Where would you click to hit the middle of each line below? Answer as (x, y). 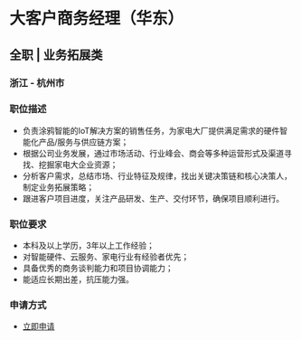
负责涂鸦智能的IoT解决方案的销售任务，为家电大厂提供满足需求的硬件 (151, 130)
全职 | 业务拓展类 (56, 55)
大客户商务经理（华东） (97, 19)
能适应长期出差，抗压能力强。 (78, 279)
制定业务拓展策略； (58, 187)
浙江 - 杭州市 (37, 82)
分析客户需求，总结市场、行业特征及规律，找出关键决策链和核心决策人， (157, 175)
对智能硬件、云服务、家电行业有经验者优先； (106, 257)
